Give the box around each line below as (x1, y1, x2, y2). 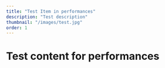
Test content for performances (6, 50, 160, 63)
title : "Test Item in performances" (6, 8, 96, 15)
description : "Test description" (6, 14, 88, 20)
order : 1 (6, 24, 28, 31)
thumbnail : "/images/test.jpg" (6, 19, 83, 25)
